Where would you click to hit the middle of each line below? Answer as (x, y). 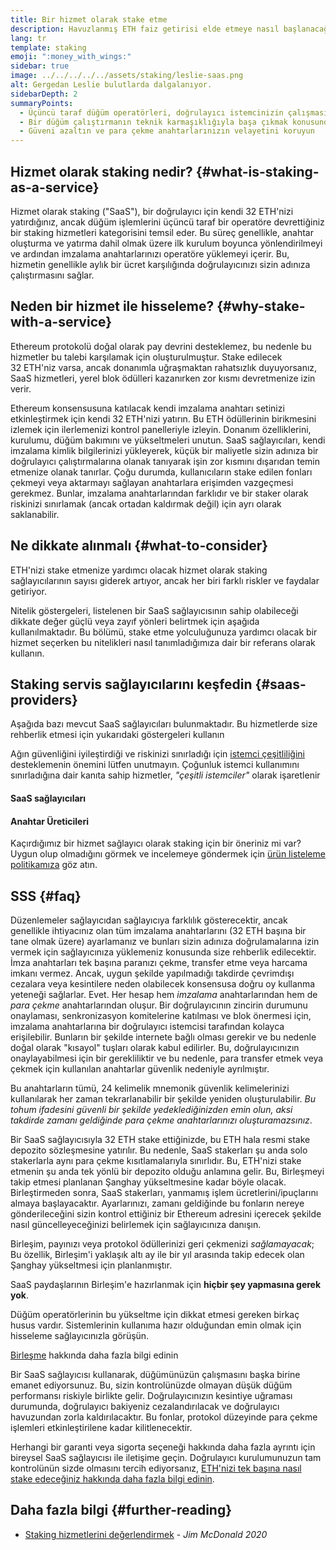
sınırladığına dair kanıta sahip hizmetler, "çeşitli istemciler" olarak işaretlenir (165, 775)
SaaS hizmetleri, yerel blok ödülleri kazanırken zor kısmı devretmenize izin (163, 378)
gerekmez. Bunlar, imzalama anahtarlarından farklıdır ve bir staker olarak (159, 493)
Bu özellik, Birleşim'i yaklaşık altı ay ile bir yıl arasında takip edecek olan (157, 1254)
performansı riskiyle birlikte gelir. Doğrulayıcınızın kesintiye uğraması (151, 1395)
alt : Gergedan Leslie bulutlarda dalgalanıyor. (111, 85)
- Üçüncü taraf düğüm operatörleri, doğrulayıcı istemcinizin (151, 112)
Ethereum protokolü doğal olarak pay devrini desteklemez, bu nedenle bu (161, 346)
